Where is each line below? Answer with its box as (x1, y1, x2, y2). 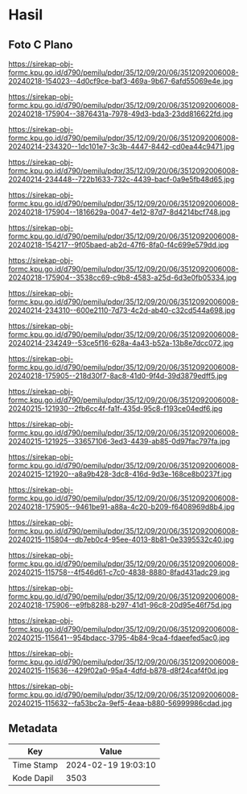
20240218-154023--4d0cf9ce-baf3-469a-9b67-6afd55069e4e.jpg (8, 77, 233, 85)
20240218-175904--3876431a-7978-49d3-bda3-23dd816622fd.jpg (8, 109, 233, 118)
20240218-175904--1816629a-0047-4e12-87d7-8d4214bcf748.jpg (8, 207, 231, 217)
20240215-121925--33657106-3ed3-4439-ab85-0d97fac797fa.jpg (8, 437, 231, 446)
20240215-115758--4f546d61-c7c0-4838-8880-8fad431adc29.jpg (8, 567, 231, 577)
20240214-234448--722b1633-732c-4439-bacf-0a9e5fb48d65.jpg (8, 175, 235, 184)
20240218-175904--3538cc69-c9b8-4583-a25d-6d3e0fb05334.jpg (8, 272, 237, 282)
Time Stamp (12, 759, 59, 771)
